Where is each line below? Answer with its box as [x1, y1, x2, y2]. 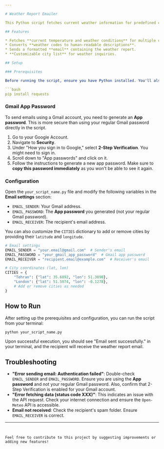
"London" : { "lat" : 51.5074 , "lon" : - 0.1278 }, [14, 280, 108, 284]
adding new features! [5, 439, 49, 445]
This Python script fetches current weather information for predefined [5, 20, 156, 25]
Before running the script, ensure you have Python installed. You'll [5, 78, 152, 83]
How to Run [5, 302, 41, 310]
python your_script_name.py [5, 330, 62, 334]
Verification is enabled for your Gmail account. [22, 386, 116, 392]
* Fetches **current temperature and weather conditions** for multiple [5, 38, 156, 43]
